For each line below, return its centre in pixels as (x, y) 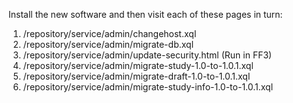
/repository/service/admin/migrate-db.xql (108, 44)
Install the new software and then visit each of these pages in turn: (145, 14)
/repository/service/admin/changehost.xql (109, 33)
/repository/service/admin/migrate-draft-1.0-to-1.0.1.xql (136, 76)
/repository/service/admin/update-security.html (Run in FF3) (147, 55)
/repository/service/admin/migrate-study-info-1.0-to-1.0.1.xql (148, 87)
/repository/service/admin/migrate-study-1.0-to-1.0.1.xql (138, 65)
